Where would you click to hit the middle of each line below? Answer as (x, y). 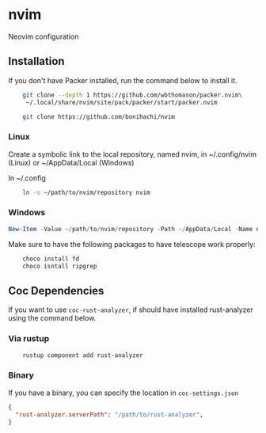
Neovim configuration (44, 36)
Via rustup (29, 339)
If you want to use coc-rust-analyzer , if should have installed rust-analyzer (131, 310)
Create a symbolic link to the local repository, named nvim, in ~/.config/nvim (133, 154)
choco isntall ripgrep (60, 266)
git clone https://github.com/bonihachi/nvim (99, 116)
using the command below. (52, 318)
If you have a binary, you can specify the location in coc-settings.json (123, 393)
